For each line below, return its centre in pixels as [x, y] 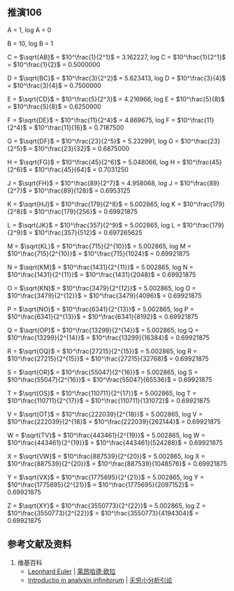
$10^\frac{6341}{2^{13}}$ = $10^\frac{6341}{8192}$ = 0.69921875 [103, 317]
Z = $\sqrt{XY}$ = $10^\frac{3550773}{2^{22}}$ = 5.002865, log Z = [107, 506]
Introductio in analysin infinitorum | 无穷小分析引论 [100, 580]
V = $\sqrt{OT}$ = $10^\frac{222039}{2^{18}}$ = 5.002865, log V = [105, 414]
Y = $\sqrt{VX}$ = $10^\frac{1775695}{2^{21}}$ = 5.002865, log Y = [106, 477]
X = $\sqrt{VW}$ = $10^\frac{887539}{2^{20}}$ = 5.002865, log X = [107, 456]
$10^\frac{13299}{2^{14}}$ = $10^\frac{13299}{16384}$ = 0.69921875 [109, 338]
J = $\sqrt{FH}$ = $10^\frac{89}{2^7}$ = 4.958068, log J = [93, 183]
